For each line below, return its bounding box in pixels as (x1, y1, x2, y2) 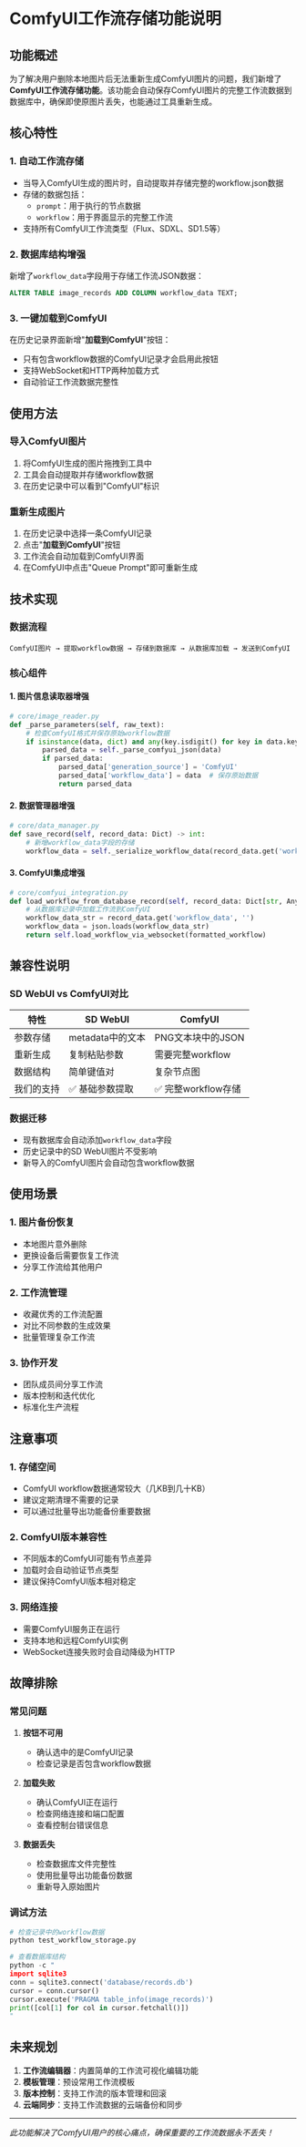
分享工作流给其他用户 (22, 1261, 103, 1272)
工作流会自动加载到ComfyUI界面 (22, 550, 144, 561)
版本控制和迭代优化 (22, 1391, 96, 1402)
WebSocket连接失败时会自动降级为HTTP (22, 1646, 176, 1657)
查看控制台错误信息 (36, 1820, 109, 1831)
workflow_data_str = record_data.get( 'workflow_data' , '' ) (25, 913, 255, 923)
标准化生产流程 (22, 1402, 79, 1412)
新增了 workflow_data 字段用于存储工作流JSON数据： (9, 270, 205, 281)
